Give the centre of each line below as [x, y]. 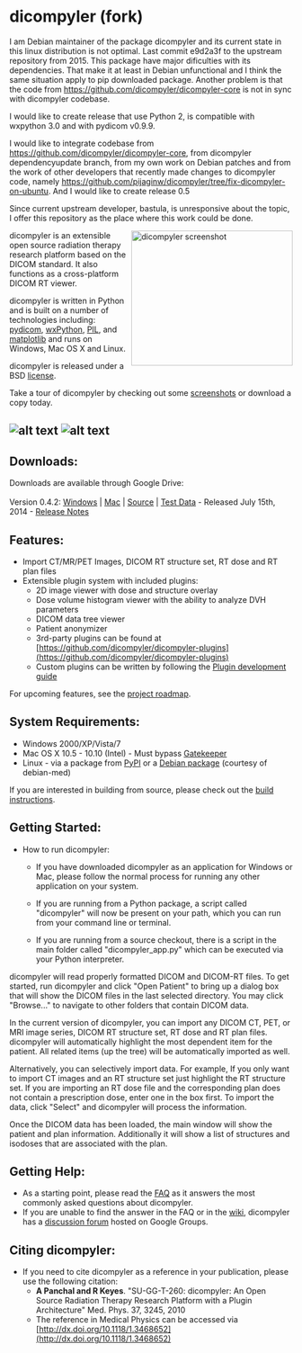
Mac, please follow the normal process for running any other [148, 876]
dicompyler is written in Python [67, 300]
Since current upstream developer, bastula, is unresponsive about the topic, [150, 208]
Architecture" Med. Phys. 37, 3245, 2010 [111, 1310]
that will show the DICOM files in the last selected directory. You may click [147, 995]
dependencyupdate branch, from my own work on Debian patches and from [150, 162]
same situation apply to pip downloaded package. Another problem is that [146, 79]
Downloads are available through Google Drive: [97, 483]
